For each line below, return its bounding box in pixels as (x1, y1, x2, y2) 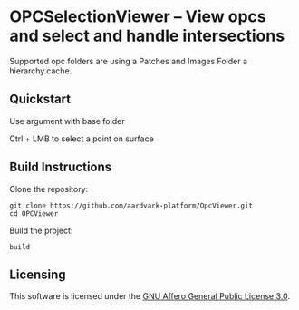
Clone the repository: (9, 183, 89, 194)
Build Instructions (9, 160, 112, 175)
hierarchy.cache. (9, 65, 72, 76)
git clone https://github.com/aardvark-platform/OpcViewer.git (9, 201, 254, 210)
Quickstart (9, 92, 72, 107)
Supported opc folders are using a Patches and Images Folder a (9, 55, 247, 66)
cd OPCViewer (9, 208, 59, 218)
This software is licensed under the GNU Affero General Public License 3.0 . (9, 291, 290, 302)
